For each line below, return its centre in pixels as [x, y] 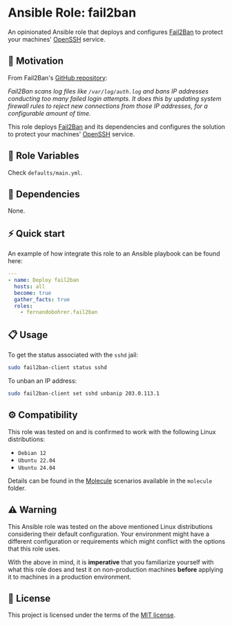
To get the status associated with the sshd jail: [73, 355]
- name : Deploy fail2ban [43, 280]
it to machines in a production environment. [70, 577]
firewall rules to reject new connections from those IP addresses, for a [108, 106]
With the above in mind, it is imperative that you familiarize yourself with [111, 562]
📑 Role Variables [43, 156]
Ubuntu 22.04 [37, 460]
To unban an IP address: [42, 381]
